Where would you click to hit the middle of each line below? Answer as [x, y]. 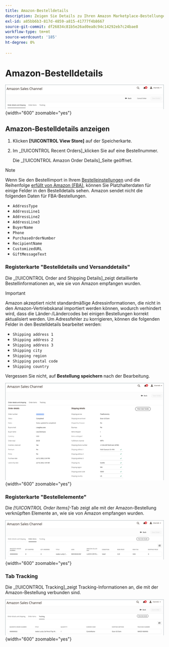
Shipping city [27, 350]
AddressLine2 [26, 217]
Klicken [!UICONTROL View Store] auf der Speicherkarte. [72, 141]
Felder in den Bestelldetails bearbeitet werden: [54, 324]
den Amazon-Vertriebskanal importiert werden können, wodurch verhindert [83, 308]
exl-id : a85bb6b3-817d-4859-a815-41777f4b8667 [55, 21]
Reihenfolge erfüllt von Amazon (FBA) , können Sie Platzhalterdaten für [78, 185]
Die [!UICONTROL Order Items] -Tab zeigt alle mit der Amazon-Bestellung [81, 508]
